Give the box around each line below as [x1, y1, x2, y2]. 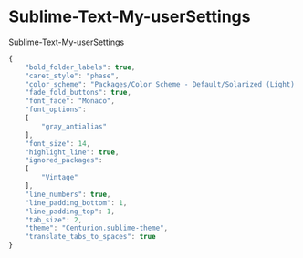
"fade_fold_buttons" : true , [25, 88, 131, 98]
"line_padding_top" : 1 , [25, 207, 116, 216]
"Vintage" [41, 173, 78, 182]
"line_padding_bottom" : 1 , [25, 198, 128, 207]
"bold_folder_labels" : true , [25, 62, 136, 72]
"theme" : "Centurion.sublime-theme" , [25, 223, 169, 233]
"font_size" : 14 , [25, 139, 91, 148]
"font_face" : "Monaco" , [25, 97, 116, 106]
